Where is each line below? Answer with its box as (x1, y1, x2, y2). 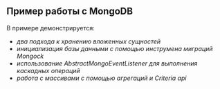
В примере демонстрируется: (6, 23, 95, 32)
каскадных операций (16, 66, 80, 75)
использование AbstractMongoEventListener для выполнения (16, 59, 198, 68)
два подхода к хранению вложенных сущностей (16, 37, 161, 46)
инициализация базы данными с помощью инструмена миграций (16, 44, 213, 52)
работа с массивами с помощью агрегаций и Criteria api (16, 74, 187, 82)
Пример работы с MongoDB (6, 6, 133, 17)
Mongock (16, 52, 44, 60)
